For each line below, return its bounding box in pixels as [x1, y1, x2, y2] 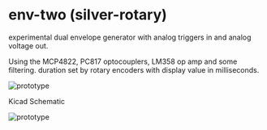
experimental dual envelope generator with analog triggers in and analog [8, 32, 252, 42]
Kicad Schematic [8, 96, 66, 106]
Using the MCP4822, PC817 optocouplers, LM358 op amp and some [8, 57, 238, 66]
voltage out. [8, 40, 49, 50]
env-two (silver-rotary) [8, 6, 168, 24]
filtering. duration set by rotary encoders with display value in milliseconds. [8, 65, 260, 74]
